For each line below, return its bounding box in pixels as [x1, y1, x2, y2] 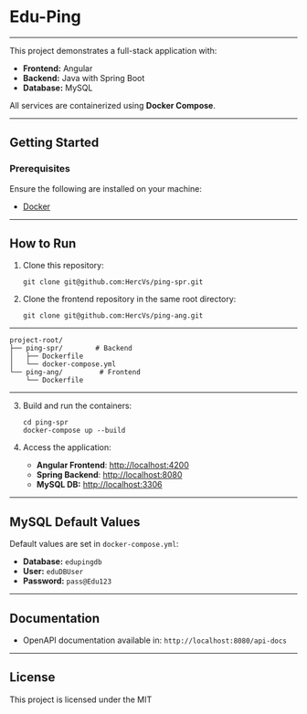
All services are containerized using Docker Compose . [9, 100, 217, 110]
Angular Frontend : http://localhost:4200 [36, 459, 189, 471]
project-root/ [9, 336, 64, 345]
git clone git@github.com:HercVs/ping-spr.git [22, 278, 204, 287]
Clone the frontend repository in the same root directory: [22, 294, 237, 305]
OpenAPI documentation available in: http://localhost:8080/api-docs [22, 635, 288, 646]
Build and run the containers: [22, 400, 132, 412]
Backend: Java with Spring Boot [22, 72, 145, 83]
